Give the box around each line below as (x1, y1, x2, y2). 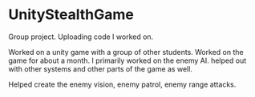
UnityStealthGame (8, 6, 135, 24)
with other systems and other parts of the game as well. (8, 64, 192, 73)
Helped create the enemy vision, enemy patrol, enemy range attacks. (8, 80, 237, 89)
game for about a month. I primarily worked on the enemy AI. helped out (8, 56, 247, 65)
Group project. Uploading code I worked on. (8, 32, 154, 41)
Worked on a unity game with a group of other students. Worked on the (8, 47, 244, 56)
